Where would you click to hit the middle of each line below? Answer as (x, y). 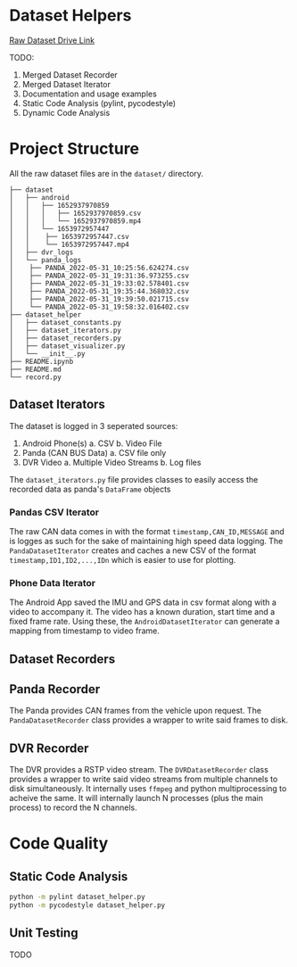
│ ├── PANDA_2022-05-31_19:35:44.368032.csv (99, 291)
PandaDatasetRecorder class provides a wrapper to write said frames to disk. (148, 720)
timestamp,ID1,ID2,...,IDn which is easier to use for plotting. (123, 559)
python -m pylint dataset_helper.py (77, 897)
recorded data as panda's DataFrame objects (90, 489)
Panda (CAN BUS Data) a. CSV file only (94, 452)
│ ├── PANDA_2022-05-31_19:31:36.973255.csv (99, 276)
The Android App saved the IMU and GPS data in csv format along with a (143, 602)
